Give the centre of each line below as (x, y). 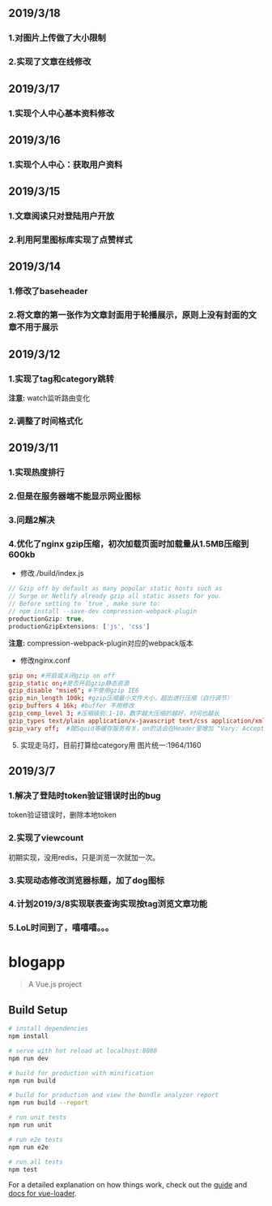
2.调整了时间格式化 (46, 421)
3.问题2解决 (32, 521)
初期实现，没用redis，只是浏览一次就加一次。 (84, 857)
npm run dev (28, 1058)
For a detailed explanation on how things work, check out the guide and (128, 1185)
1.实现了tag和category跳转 (62, 378)
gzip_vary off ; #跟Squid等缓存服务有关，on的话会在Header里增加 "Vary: (124, 728)
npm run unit (30, 1125)
